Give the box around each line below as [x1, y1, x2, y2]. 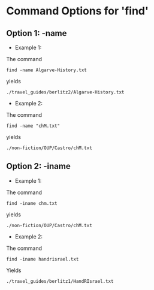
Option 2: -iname [6, 161, 71, 171]
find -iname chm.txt [6, 200, 58, 206]
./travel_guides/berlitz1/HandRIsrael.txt [6, 278, 114, 284]
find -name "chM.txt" [6, 123, 61, 129]
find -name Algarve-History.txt [6, 67, 87, 73]
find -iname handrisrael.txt [6, 256, 79, 262]
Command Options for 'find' [6, 4, 149, 18]
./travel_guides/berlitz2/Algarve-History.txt [6, 89, 125, 95]
